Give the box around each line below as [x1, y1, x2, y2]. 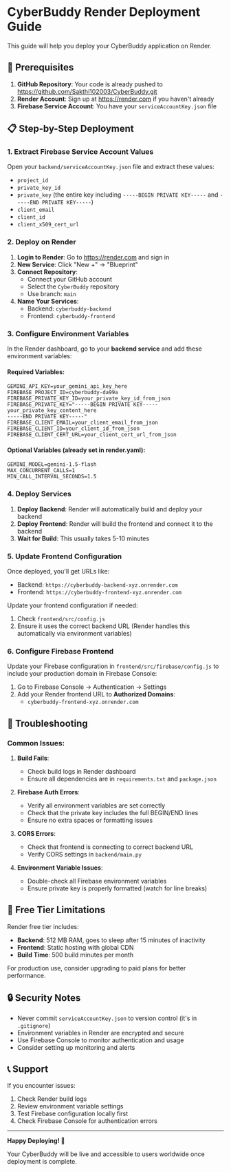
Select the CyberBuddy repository [27, 282, 120, 291]
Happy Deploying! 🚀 [7, 1137, 65, 1145]
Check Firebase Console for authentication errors [16, 1117, 158, 1125]
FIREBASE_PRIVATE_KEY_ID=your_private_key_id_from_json [7, 395, 170, 402]
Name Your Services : [16, 297, 79, 305]
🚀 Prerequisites [7, 61, 74, 73]
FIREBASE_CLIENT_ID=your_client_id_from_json [7, 425, 140, 432]
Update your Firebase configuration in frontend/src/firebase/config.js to [7, 662, 219, 670]
